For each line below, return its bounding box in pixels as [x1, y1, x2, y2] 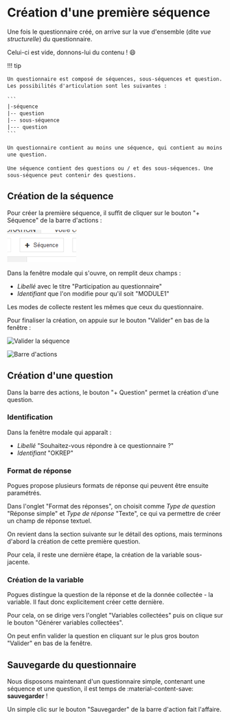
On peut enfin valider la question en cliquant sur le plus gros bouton [7, 632, 199, 640]
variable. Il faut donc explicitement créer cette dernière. [7, 598, 165, 606]
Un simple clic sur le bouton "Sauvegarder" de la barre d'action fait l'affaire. [7, 706, 222, 714]
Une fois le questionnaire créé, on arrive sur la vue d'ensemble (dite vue [7, 27, 211, 36]
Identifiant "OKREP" [16, 449, 74, 457]
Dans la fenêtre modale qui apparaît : [7, 428, 112, 436]
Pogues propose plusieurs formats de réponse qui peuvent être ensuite [7, 482, 209, 490]
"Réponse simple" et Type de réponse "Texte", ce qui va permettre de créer [7, 510, 221, 518]
